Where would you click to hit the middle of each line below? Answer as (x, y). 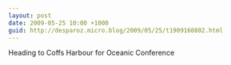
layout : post (30, 15)
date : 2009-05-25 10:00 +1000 (59, 23)
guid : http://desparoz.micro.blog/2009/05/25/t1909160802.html (116, 30)
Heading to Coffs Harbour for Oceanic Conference (92, 53)
